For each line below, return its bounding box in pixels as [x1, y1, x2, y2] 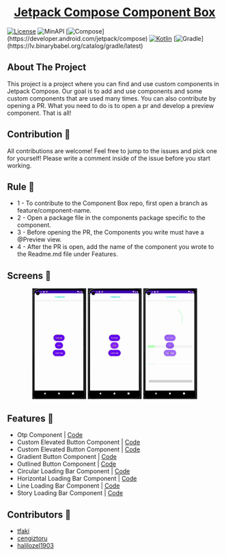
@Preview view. [16, 235, 62, 243]
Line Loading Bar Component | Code [16, 481, 120, 490]
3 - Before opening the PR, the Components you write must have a [16, 228, 205, 237]
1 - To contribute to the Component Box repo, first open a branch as [16, 199, 208, 207]
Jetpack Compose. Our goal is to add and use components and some [7, 87, 203, 95]
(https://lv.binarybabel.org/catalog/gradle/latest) [7, 42, 143, 50]
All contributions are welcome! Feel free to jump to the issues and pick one [7, 146, 217, 155]
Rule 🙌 [7, 181, 35, 192]
